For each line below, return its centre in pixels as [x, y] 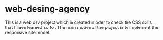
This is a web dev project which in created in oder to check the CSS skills [79, 22]
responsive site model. [28, 32]
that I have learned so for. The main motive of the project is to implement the [82, 27]
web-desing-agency [47, 9]
